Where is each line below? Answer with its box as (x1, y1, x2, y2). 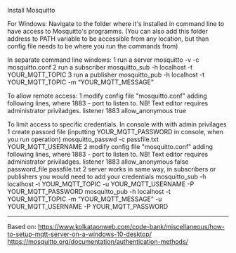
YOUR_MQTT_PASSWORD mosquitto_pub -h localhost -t (7, 188, 171, 195)
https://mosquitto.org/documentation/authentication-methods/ (7, 238, 188, 245)
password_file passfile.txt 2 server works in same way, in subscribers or (7, 165, 216, 173)
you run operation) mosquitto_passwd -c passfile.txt (7, 135, 159, 143)
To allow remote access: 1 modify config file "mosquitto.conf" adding (7, 91, 207, 100)
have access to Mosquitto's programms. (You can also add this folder (7, 27, 209, 35)
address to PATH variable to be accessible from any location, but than (7, 34, 209, 43)
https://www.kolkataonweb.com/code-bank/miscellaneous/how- (37, 223, 225, 231)
